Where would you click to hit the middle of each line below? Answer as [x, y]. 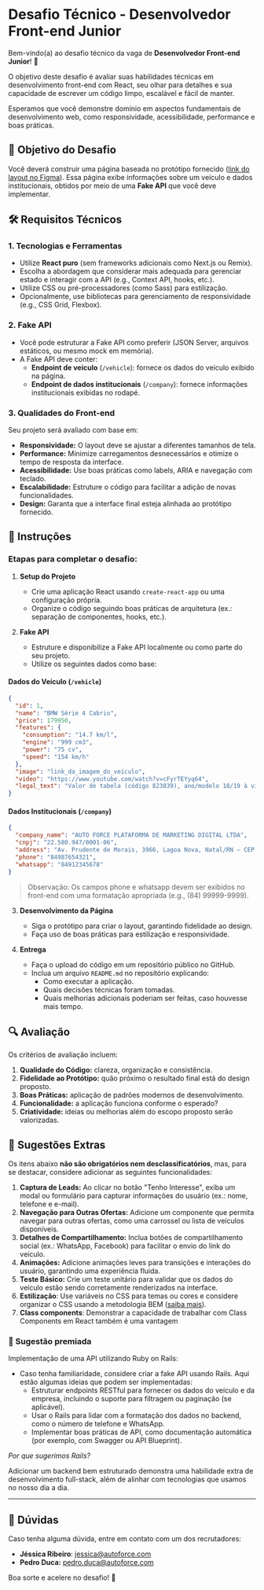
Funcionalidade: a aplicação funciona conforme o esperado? [119, 1103]
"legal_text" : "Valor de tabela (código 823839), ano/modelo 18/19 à [131, 786]
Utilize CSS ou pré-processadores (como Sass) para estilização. [123, 288]
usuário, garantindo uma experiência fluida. [90, 1271]
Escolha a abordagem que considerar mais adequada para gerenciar [130, 271]
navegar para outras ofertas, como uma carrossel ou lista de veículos [132, 1221]
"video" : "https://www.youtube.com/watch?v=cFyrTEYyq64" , [112, 779]
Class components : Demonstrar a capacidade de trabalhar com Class [133, 1313]
